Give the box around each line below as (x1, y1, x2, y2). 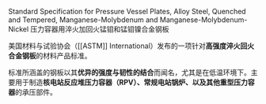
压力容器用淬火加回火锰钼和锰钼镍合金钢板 (30, 24, 169, 34)
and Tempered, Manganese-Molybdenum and (8, 15, 158, 24)
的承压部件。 (15, 87, 57, 97)
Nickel (8, 24, 29, 34)
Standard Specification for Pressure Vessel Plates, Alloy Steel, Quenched (8, 7, 247, 16)
